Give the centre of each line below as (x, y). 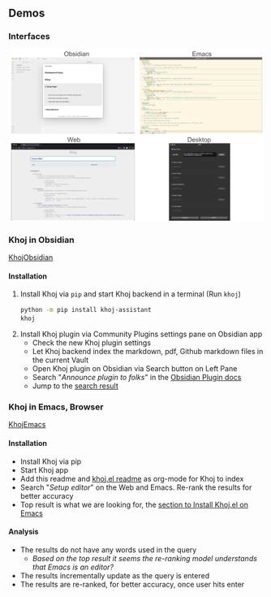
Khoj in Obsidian (41, 240)
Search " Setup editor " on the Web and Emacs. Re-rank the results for (136, 487)
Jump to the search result (75, 386)
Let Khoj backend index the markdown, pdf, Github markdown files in (148, 352)
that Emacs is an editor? (73, 567)
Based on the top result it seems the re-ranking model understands (145, 558)
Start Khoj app (44, 469)
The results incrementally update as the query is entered (114, 575)
